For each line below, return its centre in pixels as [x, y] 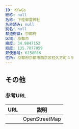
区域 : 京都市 [17, 39]
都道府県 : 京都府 [21, 34]
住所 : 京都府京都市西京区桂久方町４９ [40, 58]
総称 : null [16, 15]
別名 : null [16, 29]
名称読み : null [20, 24]
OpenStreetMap [42, 119]
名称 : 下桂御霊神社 [23, 19]
